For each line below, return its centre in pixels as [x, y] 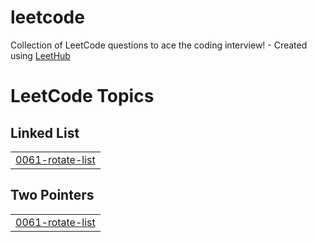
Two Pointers [52, 195]
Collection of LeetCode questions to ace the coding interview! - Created [159, 45]
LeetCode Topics [82, 96]
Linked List [45, 132]
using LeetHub [40, 55]
